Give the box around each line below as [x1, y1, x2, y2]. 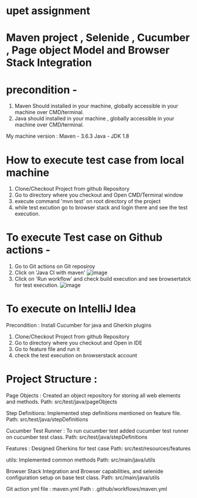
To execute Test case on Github [6, 231, 163, 244]
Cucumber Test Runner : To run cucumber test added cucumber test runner [6, 427, 189, 434]
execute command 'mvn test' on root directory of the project [14, 198, 161, 205]
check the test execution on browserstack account [14, 352, 138, 359]
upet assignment [6, 4, 90, 18]
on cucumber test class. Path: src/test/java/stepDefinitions [6, 434, 148, 441]
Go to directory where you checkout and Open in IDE [14, 340, 142, 347]
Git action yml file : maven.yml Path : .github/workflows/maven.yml [6, 486, 167, 493]
